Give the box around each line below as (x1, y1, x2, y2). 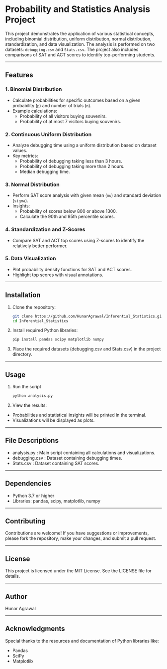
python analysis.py (12, 393, 53, 398)
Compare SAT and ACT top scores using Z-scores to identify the (12, 237, 145, 243)
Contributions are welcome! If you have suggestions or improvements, (5, 530, 149, 536)
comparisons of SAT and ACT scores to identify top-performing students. (5, 51, 156, 58)
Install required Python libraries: (12, 328, 78, 334)
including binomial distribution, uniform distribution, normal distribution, (5, 36, 152, 42)
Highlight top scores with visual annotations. (12, 272, 103, 278)
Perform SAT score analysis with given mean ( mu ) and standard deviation (12, 192, 162, 198)
